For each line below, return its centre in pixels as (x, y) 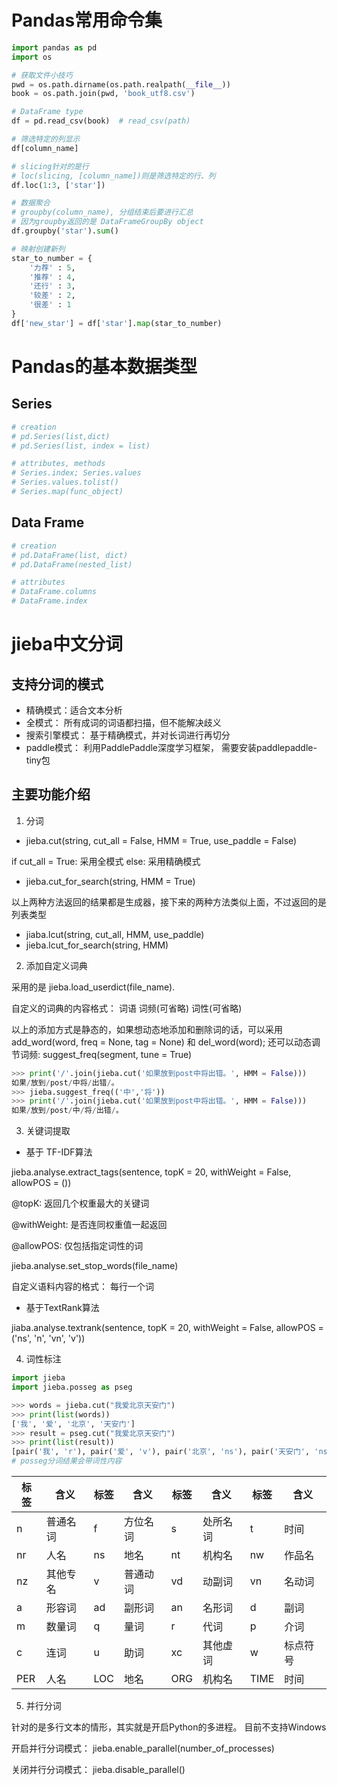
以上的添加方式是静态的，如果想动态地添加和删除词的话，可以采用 (147, 1029)
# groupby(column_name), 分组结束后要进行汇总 (102, 212)
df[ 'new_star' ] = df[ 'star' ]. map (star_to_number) (117, 323)
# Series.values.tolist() (65, 482)
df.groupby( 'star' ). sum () (65, 231)
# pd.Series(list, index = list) (81, 446)
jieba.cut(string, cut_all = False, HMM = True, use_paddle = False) (161, 840)
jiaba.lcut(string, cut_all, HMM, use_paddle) (115, 934)
